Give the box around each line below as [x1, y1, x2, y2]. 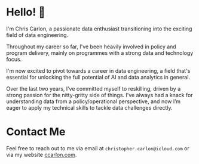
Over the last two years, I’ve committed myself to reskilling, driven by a [6, 85, 181, 92]
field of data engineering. [6, 31, 69, 38]
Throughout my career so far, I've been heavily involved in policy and [6, 43, 176, 50]
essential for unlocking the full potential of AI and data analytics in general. [6, 73, 190, 81]
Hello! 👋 [6, 5, 46, 19]
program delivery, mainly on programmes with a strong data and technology [6, 49, 194, 56]
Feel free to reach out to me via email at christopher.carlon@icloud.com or [6, 144, 190, 151]
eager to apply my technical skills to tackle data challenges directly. [6, 104, 173, 111]
